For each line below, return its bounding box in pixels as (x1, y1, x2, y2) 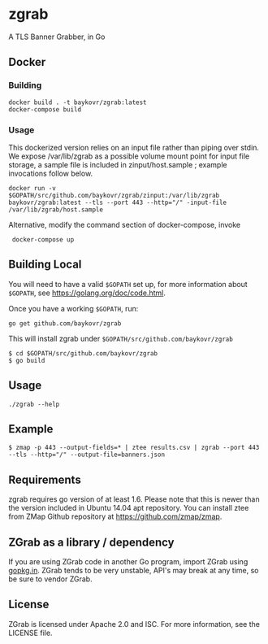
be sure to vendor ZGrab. (8, 574, 93, 584)
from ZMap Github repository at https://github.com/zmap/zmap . (8, 511, 223, 521)
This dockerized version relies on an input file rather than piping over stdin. (8, 142, 260, 152)
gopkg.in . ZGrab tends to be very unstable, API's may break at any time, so (8, 565, 259, 575)
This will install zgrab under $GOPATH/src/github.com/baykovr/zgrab (8, 333, 233, 343)
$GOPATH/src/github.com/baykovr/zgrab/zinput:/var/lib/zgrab (8, 191, 220, 199)
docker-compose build (8, 105, 82, 114)
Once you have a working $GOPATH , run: (8, 303, 139, 313)
